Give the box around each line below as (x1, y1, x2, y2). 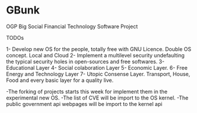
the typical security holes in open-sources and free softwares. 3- (6, 58, 165, 65)
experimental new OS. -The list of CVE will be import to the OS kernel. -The (6, 94, 189, 101)
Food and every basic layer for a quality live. (6, 77, 114, 84)
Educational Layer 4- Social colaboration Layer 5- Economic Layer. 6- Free (6, 64, 188, 71)
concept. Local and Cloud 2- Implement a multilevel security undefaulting (6, 52, 185, 59)
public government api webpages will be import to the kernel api (6, 100, 163, 107)
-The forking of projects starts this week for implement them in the (6, 88, 168, 95)
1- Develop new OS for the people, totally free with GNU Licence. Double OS (6, 45, 192, 53)
